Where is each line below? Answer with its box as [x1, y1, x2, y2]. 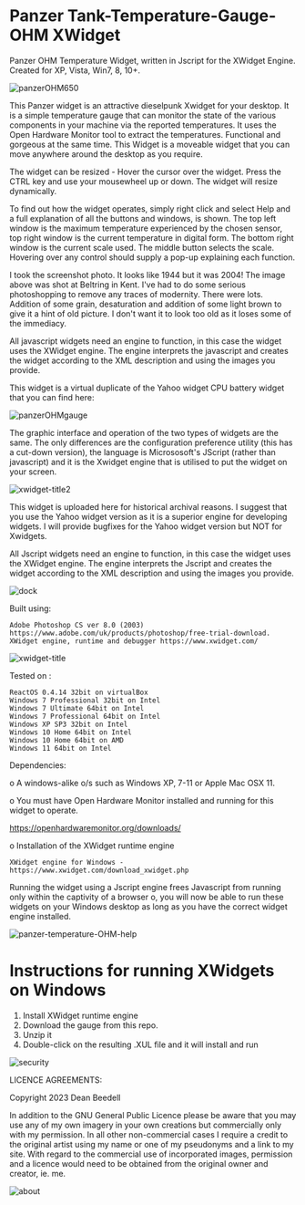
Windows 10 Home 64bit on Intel [9, 727, 132, 737]
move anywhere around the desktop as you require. [9, 148, 203, 160]
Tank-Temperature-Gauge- [66, 5, 277, 26]
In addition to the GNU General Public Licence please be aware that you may [9, 1109, 297, 1120]
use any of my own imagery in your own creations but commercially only [9, 1119, 282, 1130]
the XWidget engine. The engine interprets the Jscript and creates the [9, 557, 272, 568]
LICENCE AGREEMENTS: [9, 1074, 103, 1086]
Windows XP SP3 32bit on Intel [9, 720, 128, 729]
